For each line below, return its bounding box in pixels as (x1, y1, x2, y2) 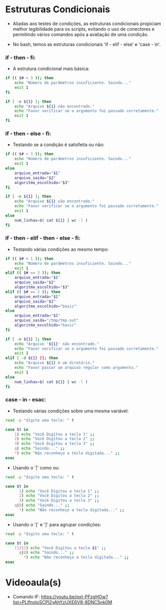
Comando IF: (12, 594, 40, 600)
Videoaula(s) (5, 577, 61, 589)
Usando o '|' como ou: (12, 464, 60, 471)
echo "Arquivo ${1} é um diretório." (14, 360, 95, 366)
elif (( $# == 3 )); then (5, 270, 60, 275)
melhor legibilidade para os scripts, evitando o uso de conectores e (12, 26, 155, 32)
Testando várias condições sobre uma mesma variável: (12, 408, 129, 414)
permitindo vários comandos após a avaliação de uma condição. (12, 31, 149, 37)
